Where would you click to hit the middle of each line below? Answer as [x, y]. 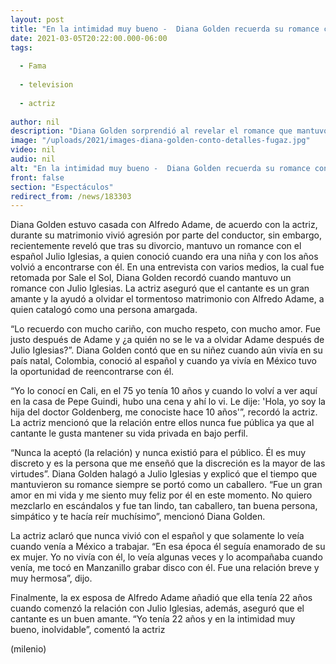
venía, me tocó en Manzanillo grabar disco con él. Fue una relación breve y [165, 568]
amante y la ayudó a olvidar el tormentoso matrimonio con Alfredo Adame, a [167, 299]
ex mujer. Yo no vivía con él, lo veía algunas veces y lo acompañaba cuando [166, 557]
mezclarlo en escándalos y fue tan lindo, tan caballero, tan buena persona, [164, 506]
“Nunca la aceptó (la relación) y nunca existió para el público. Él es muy [158, 453]
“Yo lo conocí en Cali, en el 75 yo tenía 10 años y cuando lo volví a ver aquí [164, 391]
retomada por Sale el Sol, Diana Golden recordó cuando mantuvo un [151, 278]
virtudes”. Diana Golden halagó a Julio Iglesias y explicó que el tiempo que [164, 474]
